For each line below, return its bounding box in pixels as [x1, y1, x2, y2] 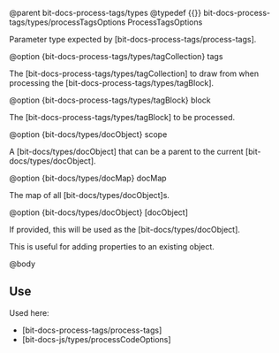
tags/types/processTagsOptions [9, 17, 126, 27]
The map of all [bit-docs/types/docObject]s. [9, 190, 170, 200]
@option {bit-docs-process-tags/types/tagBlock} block [9, 95, 212, 105]
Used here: [9, 307, 50, 318]
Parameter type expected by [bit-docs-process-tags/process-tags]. [9, 35, 257, 44]
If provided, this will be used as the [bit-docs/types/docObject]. [9, 225, 241, 234]
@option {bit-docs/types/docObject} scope [9, 129, 168, 140]
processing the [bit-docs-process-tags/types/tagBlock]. [9, 78, 215, 88]
